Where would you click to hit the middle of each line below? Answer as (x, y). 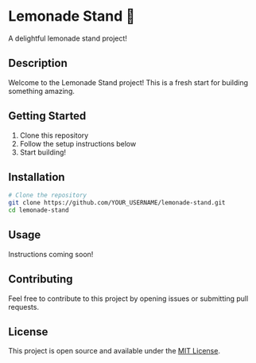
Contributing (41, 279)
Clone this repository (54, 135)
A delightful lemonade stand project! (68, 38)
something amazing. (42, 91)
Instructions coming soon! (51, 254)
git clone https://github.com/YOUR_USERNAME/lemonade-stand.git (117, 203)
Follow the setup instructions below (78, 143)
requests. (24, 306)
